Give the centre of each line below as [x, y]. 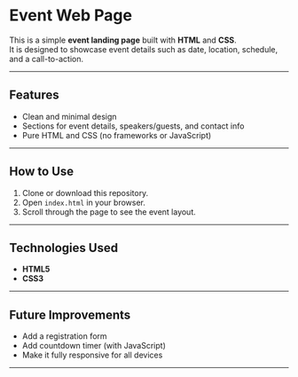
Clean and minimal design [69, 116]
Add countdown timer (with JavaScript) [94, 346]
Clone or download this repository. [85, 192]
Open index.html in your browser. [84, 202]
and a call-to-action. [47, 59]
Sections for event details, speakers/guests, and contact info [133, 126]
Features [34, 95]
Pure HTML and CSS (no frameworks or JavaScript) [117, 135]
